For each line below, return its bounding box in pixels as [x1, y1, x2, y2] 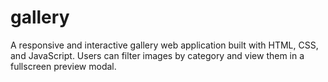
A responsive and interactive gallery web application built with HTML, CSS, [10, 39, 319, 51]
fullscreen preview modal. [10, 60, 117, 72]
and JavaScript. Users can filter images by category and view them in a [10, 49, 305, 61]
